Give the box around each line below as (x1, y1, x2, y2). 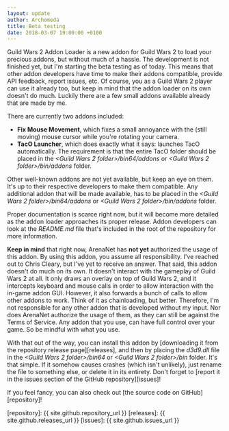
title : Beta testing (7, 23, 66, 29)
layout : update (7, 10, 51, 17)
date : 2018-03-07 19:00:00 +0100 (7, 29, 103, 36)
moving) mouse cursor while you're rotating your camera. (16, 133, 180, 141)
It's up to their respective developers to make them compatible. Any (7, 182, 198, 190)
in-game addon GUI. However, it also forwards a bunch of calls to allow (7, 289, 208, 297)
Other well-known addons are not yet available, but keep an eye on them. (7, 175, 213, 184)
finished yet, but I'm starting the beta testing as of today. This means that (7, 62, 213, 71)
